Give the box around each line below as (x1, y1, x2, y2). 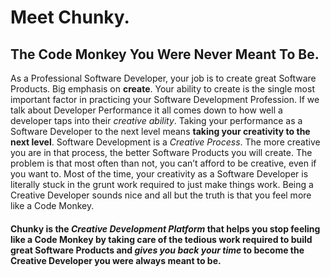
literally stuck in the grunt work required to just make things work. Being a (10, 179, 314, 190)
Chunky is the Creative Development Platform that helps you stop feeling (10, 222, 321, 235)
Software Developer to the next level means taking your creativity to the (10, 126, 311, 137)
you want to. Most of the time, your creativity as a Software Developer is (10, 168, 309, 180)
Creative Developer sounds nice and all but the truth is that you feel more (10, 189, 312, 201)
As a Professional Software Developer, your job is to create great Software (10, 72, 317, 84)
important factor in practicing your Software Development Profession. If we (10, 94, 320, 105)
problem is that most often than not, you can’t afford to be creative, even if (10, 157, 317, 169)
